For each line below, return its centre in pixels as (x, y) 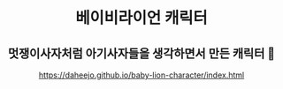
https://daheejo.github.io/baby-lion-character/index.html (141, 75)
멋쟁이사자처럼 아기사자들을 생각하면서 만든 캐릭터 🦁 (141, 53)
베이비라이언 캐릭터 (141, 18)
